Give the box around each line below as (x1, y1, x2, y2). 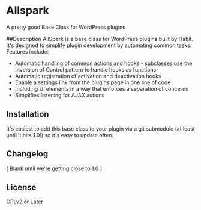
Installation (6, 109, 49, 119)
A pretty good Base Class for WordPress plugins (6, 23, 126, 31)
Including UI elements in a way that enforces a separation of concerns (14, 85, 189, 92)
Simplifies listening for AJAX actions (14, 91, 105, 99)
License (6, 182, 37, 193)
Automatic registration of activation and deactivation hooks (14, 72, 161, 79)
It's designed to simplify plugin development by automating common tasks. (6, 42, 192, 49)
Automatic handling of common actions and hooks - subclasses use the (14, 60, 193, 67)
